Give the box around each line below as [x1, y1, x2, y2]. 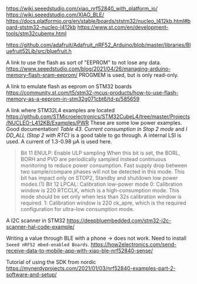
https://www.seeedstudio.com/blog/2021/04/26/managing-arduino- [6, 65, 171, 72]
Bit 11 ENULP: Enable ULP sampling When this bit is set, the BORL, [20, 149, 181, 156]
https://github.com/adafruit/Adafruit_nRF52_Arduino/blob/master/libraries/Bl [6, 41, 191, 48]
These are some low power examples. [90, 119, 182, 126]
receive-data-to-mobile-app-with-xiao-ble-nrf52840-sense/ [6, 247, 153, 254]
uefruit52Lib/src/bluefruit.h [6, 48, 72, 55]
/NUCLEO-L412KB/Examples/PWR [6, 119, 89, 126]
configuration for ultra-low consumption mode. [20, 206, 135, 212]
